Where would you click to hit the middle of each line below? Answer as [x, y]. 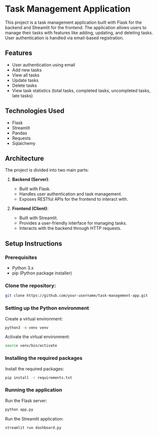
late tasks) [22, 96]
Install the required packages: [35, 369]
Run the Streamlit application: [34, 419]
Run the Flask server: [26, 401]
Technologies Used [35, 111]
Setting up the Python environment [47, 308]
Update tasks [25, 80]
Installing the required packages [44, 358]
